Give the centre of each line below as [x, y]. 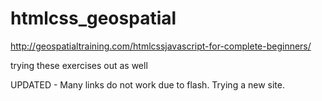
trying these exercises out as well [79, 65]
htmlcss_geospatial [93, 18]
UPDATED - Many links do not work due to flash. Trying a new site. [147, 84]
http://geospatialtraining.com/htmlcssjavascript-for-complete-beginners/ [161, 46]
